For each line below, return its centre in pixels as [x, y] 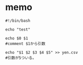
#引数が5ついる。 [21, 58]
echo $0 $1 [17, 38]
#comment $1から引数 [25, 44]
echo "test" [18, 29]
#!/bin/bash [18, 21]
